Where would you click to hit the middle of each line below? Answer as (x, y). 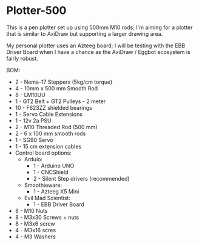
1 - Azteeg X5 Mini (56, 191)
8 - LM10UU (30, 95)
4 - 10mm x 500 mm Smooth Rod (56, 88)
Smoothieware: (43, 185)
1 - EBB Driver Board (59, 204)
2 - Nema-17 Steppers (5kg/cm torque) (64, 82)
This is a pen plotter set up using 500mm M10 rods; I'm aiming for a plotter (99, 27)
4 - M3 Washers (35, 237)
